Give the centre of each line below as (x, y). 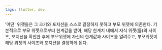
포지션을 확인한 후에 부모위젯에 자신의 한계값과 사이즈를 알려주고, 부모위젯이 (84, 36)
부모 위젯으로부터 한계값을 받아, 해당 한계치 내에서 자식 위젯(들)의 (85, 30)
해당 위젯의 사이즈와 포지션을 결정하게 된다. (47, 43)
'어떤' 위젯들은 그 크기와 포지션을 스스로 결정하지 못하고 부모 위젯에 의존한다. (79, 24)
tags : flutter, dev (25, 10)
